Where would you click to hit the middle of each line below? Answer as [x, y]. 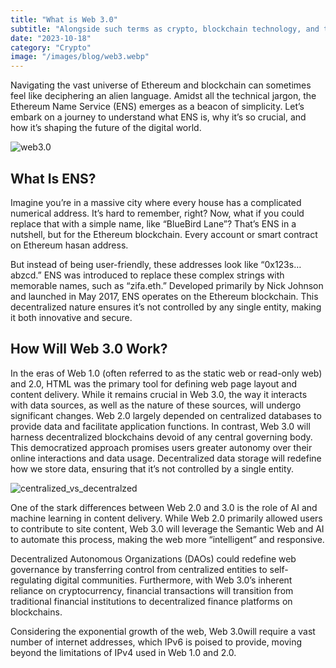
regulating [31, 580]
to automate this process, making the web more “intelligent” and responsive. [167, 539]
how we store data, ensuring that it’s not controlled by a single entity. [152, 468]
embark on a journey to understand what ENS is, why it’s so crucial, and [158, 117]
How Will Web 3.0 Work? [89, 349]
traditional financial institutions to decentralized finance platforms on [151, 601]
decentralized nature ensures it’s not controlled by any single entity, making [166, 307]
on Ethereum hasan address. [69, 245]
